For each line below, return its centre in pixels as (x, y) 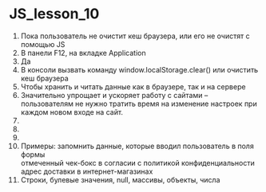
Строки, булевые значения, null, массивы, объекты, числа (120, 179)
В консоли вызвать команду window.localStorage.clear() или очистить (139, 69)
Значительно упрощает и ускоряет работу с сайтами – (114, 95)
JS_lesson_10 (54, 14)
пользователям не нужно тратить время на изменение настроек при (139, 104)
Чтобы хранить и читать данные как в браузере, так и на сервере (133, 86)
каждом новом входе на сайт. (71, 112)
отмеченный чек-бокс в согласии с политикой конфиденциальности (137, 163)
